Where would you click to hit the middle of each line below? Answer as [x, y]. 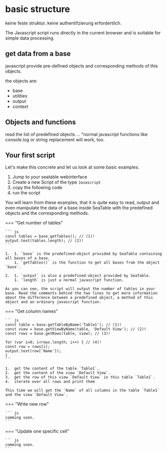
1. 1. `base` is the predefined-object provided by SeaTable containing [84, 254]
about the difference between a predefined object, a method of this [79, 298]
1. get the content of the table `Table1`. [52, 368]
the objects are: [21, 80]
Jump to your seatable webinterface [50, 177]
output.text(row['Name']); [33, 351]
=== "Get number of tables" [34, 223]
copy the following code [37, 187]
